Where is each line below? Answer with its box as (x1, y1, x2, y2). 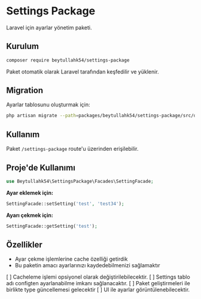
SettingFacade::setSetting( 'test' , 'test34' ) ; (6, 200, 124, 207)
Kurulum (6, 41, 39, 51)
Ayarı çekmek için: (6, 211, 54, 219)
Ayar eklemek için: (6, 189, 54, 196)
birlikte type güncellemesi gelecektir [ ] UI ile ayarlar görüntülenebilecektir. (6, 286, 190, 294)
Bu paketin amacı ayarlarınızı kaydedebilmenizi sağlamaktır (14, 262, 160, 269)
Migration (6, 86, 44, 96)
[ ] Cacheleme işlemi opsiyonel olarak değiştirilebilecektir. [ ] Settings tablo (6, 273, 190, 280)
